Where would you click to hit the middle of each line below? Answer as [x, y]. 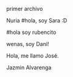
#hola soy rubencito [31, 32]
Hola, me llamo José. [33, 56]
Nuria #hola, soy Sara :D [37, 20]
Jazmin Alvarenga [29, 67]
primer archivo [25, 9]
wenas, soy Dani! [28, 44]
